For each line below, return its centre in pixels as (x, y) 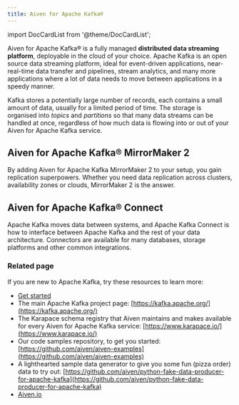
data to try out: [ (41, 371)
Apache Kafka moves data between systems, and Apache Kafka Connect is (118, 225)
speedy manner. (31, 86)
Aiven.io (30, 394)
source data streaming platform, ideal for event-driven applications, (107, 63)
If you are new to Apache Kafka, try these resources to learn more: (106, 281)
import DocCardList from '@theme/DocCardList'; (79, 34)
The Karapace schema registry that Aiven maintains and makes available (124, 318)
